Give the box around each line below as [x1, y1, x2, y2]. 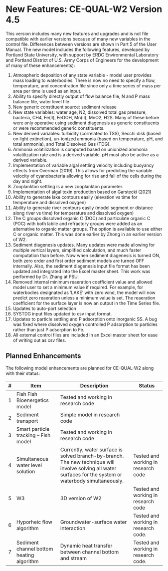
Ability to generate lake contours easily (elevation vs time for [12, 194, 138, 200]
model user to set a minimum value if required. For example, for [12, 284, 144, 290]
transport [16, 417, 38, 424]
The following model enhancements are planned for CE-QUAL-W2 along [5, 365, 154, 371]
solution [16, 468, 35, 475]
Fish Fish [16, 390, 38, 397]
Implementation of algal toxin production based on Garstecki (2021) [12, 189, 152, 195]
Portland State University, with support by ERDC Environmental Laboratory [5, 51, 159, 58]
